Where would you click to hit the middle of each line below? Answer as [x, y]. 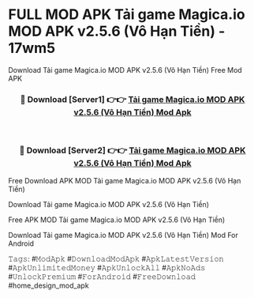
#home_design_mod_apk [49, 285]
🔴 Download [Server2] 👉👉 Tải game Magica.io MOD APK [133, 150]
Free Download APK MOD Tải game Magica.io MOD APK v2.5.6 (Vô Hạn [125, 180]
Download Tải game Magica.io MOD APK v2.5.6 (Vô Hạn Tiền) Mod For [123, 235]
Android [21, 243]
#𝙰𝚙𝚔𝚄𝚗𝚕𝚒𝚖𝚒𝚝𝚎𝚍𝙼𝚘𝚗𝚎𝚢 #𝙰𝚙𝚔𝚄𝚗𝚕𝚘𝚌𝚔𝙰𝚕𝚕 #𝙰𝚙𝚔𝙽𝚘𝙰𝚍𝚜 [107, 267]
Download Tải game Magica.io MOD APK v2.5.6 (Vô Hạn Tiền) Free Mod [125, 70]
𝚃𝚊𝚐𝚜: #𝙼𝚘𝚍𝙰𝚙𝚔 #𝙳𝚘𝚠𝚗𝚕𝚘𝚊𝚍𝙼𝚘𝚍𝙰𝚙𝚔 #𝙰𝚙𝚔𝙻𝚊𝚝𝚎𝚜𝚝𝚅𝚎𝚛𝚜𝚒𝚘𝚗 [116, 258]
